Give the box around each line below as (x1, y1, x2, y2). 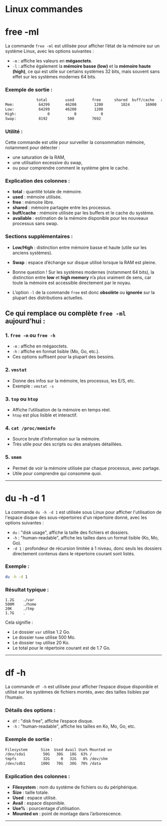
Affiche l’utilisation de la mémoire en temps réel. (12, 407, 111, 413)
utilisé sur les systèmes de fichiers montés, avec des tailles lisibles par (5, 689, 150, 695)
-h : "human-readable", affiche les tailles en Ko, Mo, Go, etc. (12, 723, 136, 730)
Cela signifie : (5, 619, 33, 625)
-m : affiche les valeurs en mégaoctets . (12, 58, 92, 64)
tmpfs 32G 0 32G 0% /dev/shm (5, 757, 108, 762)
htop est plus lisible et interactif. (12, 412, 78, 418)
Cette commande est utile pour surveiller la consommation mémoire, (5, 139, 146, 145)
